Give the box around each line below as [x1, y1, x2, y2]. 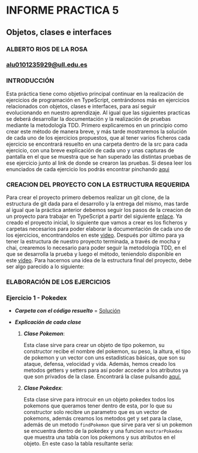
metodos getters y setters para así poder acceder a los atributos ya [23, 367, 189, 374]
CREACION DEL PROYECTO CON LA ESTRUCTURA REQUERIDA [6, 180, 190, 188]
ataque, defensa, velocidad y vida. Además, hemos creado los [23, 361, 176, 368]
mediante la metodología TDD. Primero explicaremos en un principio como [6, 121, 188, 128]
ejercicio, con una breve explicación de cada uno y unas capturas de [6, 146, 174, 154]
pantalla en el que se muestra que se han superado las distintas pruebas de [6, 153, 191, 160]
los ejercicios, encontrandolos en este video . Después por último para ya [6, 232, 185, 239]
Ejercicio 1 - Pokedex [6, 294, 67, 302]
